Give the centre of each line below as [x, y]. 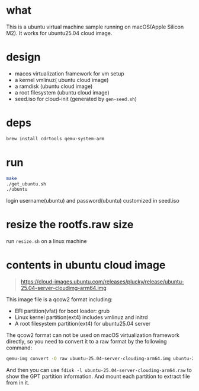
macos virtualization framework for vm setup [69, 73]
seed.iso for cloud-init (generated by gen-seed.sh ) [76, 99]
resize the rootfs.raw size [70, 225]
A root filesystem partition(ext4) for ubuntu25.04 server [83, 324]
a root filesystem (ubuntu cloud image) [62, 92]
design [23, 57]
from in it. [18, 383]
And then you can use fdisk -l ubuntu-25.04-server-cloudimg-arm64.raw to [99, 370]
